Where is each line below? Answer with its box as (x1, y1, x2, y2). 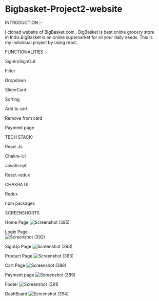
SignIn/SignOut (5, 58, 36, 64)
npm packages (5, 200, 35, 206)
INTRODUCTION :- (5, 20, 43, 25)
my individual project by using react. (5, 39, 78, 45)
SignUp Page (5, 243, 32, 249)
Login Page (5, 229, 28, 235)
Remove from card (5, 115, 42, 121)
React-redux (5, 172, 30, 178)
